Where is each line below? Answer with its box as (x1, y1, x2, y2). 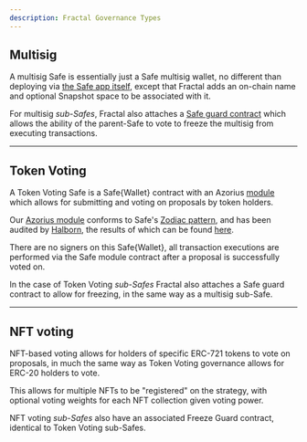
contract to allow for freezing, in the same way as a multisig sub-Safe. (9, 289, 273, 300)
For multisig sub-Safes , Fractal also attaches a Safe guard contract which (9, 109, 286, 120)
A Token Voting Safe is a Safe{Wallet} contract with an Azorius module (9, 187, 275, 198)
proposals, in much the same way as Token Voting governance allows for (9, 358, 285, 369)
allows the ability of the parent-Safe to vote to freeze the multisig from (9, 118, 274, 129)
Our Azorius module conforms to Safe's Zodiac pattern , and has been (9, 215, 271, 226)
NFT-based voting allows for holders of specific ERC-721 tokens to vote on (9, 348, 291, 359)
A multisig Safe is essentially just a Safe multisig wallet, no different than (9, 71, 281, 82)
